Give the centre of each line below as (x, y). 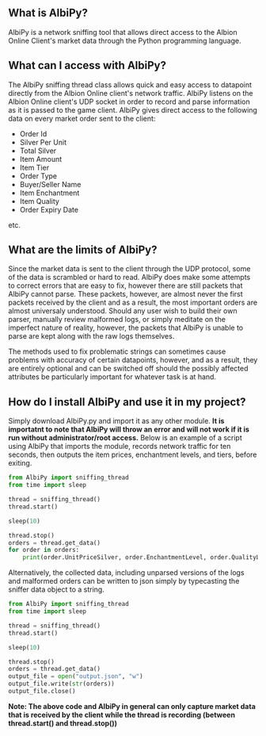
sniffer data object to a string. (56, 589)
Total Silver (38, 151)
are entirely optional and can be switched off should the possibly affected (128, 369)
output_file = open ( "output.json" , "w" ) (76, 677)
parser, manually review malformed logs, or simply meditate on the (117, 320)
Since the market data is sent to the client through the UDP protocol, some (129, 269)
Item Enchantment (49, 193)
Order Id (33, 133)
